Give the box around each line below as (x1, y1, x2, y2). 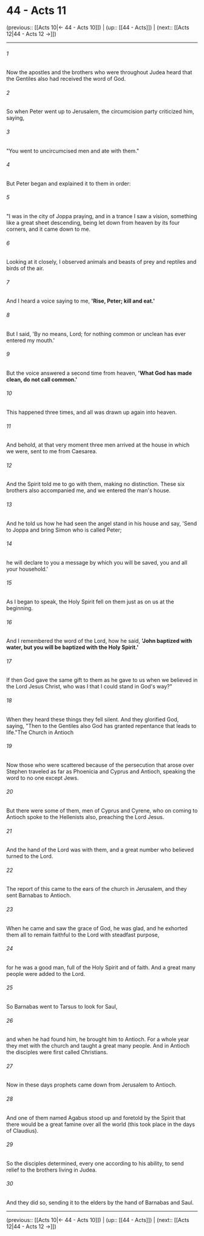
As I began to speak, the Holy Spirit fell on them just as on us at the (6, 598, 174, 605)
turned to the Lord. (6, 853, 53, 860)
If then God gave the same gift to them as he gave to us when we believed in (6, 676, 198, 684)
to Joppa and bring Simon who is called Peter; (6, 526, 122, 534)
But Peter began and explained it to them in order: (6, 180, 131, 187)
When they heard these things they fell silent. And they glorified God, (6, 715, 179, 723)
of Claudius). (6, 1127, 39, 1134)
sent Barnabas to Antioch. (6, 891, 72, 899)
